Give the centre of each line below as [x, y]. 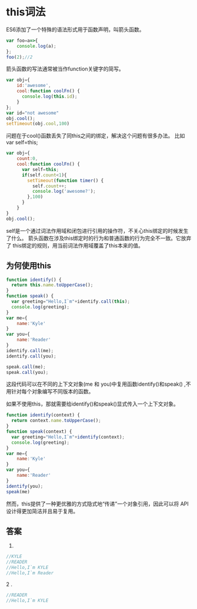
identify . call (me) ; [30, 350]
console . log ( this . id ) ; [49, 97]
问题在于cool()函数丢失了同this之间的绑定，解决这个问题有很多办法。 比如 [96, 136]
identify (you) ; [25, 486]
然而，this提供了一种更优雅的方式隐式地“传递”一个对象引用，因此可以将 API [98, 504]
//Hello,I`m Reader [30, 573]
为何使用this [29, 266]
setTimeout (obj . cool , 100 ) [38, 124]
